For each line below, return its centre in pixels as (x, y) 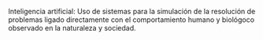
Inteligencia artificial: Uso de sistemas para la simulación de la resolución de (132, 11)
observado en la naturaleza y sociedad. (72, 28)
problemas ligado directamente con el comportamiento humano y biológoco (131, 20)
